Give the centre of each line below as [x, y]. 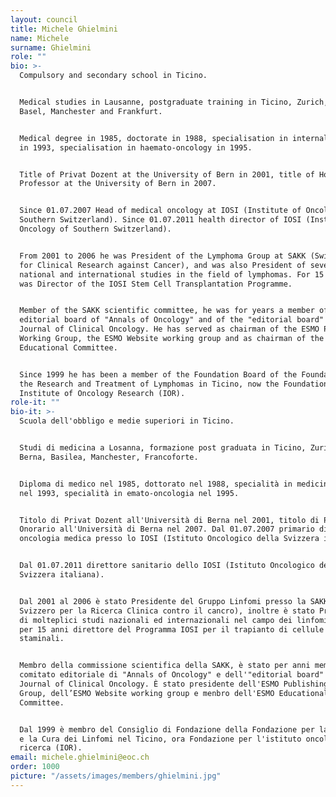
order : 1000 [35, 767]
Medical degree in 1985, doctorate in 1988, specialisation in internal [174, 138]
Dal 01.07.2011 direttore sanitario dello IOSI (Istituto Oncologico [167, 566]
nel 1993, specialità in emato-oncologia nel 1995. [129, 493]
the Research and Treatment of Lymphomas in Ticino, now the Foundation [174, 384]
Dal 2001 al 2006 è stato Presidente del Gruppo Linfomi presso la [163, 601]
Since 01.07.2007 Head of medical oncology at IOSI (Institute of [160, 211]
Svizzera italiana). [62, 575]
